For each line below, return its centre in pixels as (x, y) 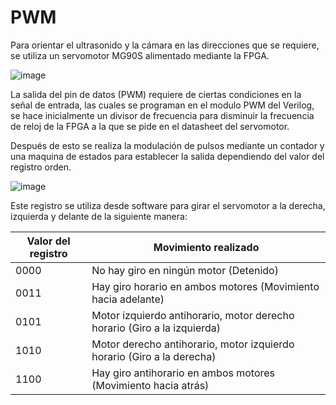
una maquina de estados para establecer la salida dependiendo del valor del (167, 156)
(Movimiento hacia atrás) (150, 385)
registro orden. (41, 167)
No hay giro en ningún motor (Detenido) (185, 270)
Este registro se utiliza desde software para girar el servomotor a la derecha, (168, 205)
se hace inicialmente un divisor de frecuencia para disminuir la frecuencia (162, 115)
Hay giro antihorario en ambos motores (183, 373)
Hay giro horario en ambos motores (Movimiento (205, 286)
